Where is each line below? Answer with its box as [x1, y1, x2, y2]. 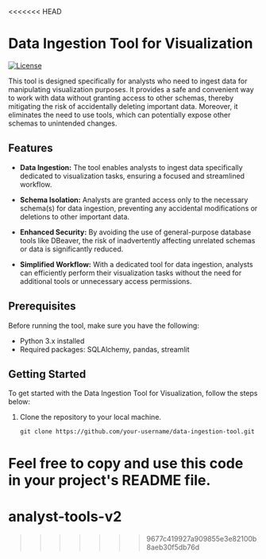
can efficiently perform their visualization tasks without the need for [19, 268, 242, 278]
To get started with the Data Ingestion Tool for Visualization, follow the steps [8, 389, 258, 398]
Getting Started [8, 367, 87, 381]
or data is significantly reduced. [19, 244, 124, 254]
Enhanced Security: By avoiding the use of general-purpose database [19, 227, 252, 237]
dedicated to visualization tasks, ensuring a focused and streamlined [19, 171, 245, 181]
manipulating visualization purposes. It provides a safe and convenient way [8, 84, 254, 94]
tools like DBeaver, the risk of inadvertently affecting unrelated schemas [19, 235, 256, 245]
